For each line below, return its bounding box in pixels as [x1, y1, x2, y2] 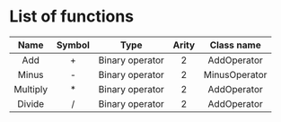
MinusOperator [203, 68, 268, 81]
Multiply [13, 83, 48, 95]
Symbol [56, 39, 90, 51]
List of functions [9, 6, 135, 27]
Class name [209, 39, 262, 51]
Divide [17, 97, 45, 109]
